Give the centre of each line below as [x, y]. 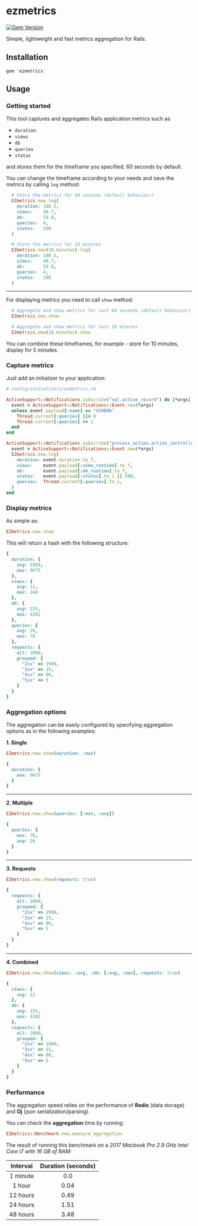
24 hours [22, 1205]
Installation [27, 57]
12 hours [22, 1195]
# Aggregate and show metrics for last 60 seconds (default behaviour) [101, 311]
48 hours [22, 1214]
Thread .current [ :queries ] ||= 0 [56, 416]
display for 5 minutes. [32, 350]
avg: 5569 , [30, 565]
